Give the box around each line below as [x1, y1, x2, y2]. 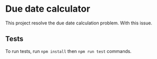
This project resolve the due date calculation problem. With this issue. [5, 20, 152, 26]
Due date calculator [5, 3, 91, 15]
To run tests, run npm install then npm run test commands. [5, 48, 132, 54]
